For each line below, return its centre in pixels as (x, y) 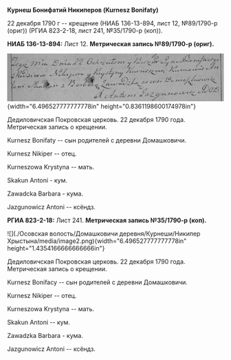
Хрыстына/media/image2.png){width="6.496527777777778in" (97, 241)
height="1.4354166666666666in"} (56, 248)
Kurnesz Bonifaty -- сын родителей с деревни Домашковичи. (97, 140)
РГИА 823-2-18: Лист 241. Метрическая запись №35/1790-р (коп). (107, 220)
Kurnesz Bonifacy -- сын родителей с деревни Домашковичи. (97, 282)
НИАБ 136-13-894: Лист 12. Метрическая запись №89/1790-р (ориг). (111, 44)
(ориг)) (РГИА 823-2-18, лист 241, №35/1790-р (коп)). (85, 31)
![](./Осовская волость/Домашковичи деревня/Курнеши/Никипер (104, 234)
